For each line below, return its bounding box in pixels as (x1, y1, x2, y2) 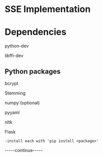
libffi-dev (4, 52, 23, 58)
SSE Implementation (4, 3, 91, 15)
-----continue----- (4, 147, 43, 153)
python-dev (4, 43, 29, 49)
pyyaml (4, 109, 20, 115)
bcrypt (4, 80, 18, 86)
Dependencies (4, 26, 66, 38)
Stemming (4, 90, 26, 96)
